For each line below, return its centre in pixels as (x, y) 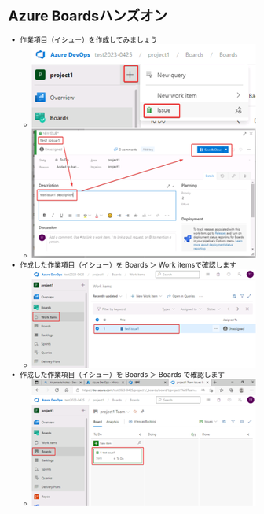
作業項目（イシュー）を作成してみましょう (88, 39)
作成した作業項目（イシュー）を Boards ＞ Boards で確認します (122, 374)
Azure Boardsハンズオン (88, 16)
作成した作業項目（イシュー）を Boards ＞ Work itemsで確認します (128, 264)
